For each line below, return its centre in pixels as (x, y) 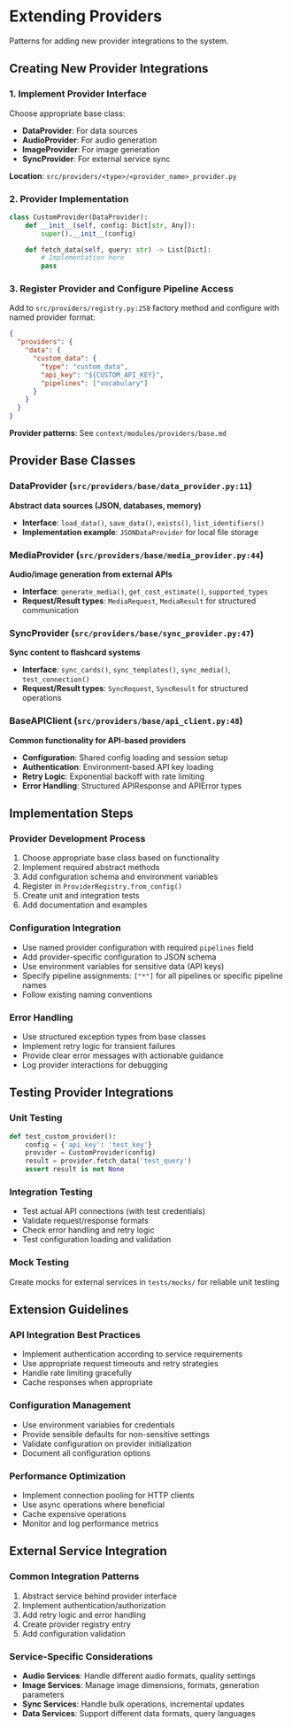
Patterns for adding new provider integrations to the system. (119, 41)
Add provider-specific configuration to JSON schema (119, 957)
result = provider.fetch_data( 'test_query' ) (108, 1161)
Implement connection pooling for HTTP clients (108, 1495)
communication (50, 611)
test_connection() (56, 680)
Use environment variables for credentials (98, 1425)
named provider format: (52, 317)
